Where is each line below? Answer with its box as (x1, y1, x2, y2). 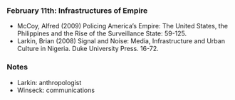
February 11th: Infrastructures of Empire (6, 6, 148, 16)
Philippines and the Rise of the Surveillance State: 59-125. (16, 29, 187, 38)
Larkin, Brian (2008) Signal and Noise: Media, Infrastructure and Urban (16, 37, 226, 45)
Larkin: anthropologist (16, 78, 82, 87)
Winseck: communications (16, 86, 95, 94)
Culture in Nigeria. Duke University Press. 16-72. (16, 45, 160, 53)
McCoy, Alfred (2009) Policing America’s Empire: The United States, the (16, 22, 229, 30)
